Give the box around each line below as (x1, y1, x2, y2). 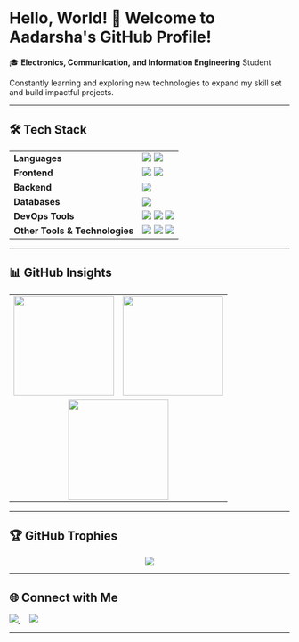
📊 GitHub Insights (9, 265, 113, 280)
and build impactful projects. (9, 86, 114, 97)
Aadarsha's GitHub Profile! (9, 27, 212, 47)
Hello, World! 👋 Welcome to (9, 8, 215, 28)
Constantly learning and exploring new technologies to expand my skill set (9, 77, 282, 88)
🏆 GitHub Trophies (9, 528, 118, 543)
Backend (13, 181, 52, 193)
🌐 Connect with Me (9, 589, 118, 605)
